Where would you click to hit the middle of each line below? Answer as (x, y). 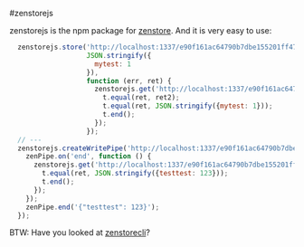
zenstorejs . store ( (52, 47)
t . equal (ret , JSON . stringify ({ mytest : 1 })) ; (188, 106)
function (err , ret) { (129, 81)
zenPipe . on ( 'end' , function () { (89, 157)
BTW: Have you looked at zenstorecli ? (80, 233)
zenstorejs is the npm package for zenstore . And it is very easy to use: (141, 30)
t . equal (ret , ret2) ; (141, 98)
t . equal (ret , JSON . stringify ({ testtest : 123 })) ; (135, 174)
